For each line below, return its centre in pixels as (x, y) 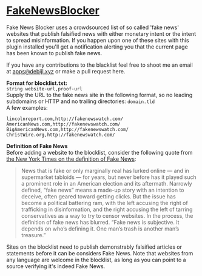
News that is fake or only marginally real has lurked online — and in (105, 170)
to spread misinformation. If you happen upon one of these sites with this (98, 40)
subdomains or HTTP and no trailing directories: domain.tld (81, 101)
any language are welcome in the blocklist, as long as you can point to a (96, 260)
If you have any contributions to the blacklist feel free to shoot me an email (99, 65)
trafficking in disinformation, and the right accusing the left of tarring (107, 209)
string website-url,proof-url (45, 89)
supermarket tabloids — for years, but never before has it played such (109, 177)
